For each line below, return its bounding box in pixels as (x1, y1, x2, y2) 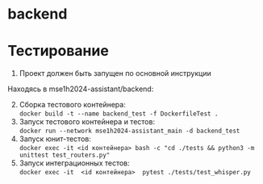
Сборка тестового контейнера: (19, 100, 126, 110)
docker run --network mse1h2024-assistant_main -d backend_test (19, 127, 240, 136)
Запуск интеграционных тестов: (19, 158, 130, 168)
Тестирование (7, 42, 110, 61)
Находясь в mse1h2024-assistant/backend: (7, 84, 154, 94)
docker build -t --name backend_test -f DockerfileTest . (19, 110, 219, 118)
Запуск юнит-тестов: (19, 134, 92, 144)
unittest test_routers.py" (19, 151, 111, 160)
